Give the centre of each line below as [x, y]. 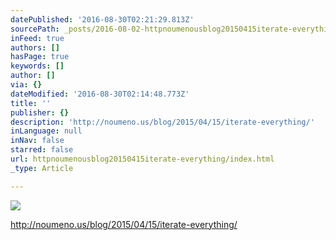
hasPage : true [40, 57]
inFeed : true [37, 38]
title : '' [31, 103]
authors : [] [35, 47]
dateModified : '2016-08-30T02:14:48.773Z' [100, 94]
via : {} [26, 85]
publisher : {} [40, 112]
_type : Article [42, 168]
